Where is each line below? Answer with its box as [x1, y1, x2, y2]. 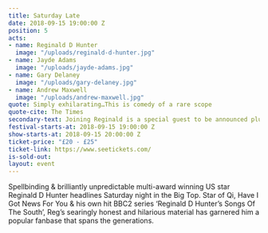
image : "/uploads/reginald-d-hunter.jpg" [15, 49, 156, 57]
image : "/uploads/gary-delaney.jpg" [15, 78, 137, 86]
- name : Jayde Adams [8, 57, 77, 65]
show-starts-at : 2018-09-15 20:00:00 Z [8, 130, 141, 138]
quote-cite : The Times [8, 109, 84, 116]
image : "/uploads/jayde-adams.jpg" [15, 64, 134, 72]
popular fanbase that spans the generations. [8, 216, 154, 226]
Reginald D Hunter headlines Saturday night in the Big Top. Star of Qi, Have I [8, 191, 259, 200]
